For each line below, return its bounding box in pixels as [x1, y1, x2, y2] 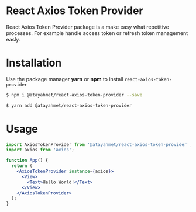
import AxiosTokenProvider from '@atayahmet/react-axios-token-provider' [6, 141, 190, 147]
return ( [11, 163, 33, 169]
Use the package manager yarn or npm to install [6, 75, 123, 82]
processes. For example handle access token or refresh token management [6, 29, 188, 36]
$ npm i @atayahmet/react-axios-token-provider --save [6, 92, 143, 98]
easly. [6, 36, 20, 43]
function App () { [6, 158, 49, 164]
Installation [6, 57, 62, 69]
